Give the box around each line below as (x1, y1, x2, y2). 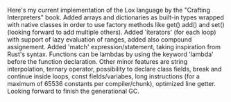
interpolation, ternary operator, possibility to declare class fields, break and (7, 65, 222, 73)
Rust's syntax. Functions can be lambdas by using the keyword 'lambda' (7, 50, 214, 58)
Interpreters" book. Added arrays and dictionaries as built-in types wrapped (7, 13, 224, 22)
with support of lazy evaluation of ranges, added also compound (7, 35, 192, 44)
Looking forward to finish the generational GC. (7, 87, 140, 95)
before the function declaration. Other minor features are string (7, 58, 188, 65)
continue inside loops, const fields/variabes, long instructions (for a (7, 72, 200, 80)
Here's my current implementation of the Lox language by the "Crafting (7, 6, 210, 14)
